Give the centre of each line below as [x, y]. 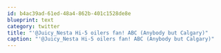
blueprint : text [30, 20]
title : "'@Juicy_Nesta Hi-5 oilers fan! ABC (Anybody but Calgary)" [108, 33]
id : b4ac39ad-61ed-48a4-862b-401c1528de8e [69, 13]
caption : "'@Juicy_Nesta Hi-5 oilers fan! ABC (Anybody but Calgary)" [111, 39]
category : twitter [33, 26]
